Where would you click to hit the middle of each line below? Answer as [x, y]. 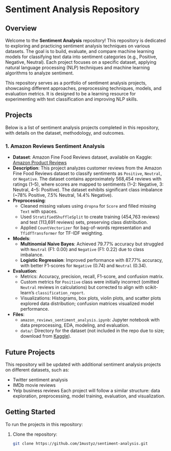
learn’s [27, 293]
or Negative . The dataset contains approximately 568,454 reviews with [87, 179]
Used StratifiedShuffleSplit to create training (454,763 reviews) [90, 217]
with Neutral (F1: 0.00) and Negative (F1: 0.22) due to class [82, 249]
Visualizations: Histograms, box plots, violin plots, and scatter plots [91, 298]
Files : [18, 314]
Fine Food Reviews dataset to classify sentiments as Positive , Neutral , [87, 173]
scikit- [151, 287]
